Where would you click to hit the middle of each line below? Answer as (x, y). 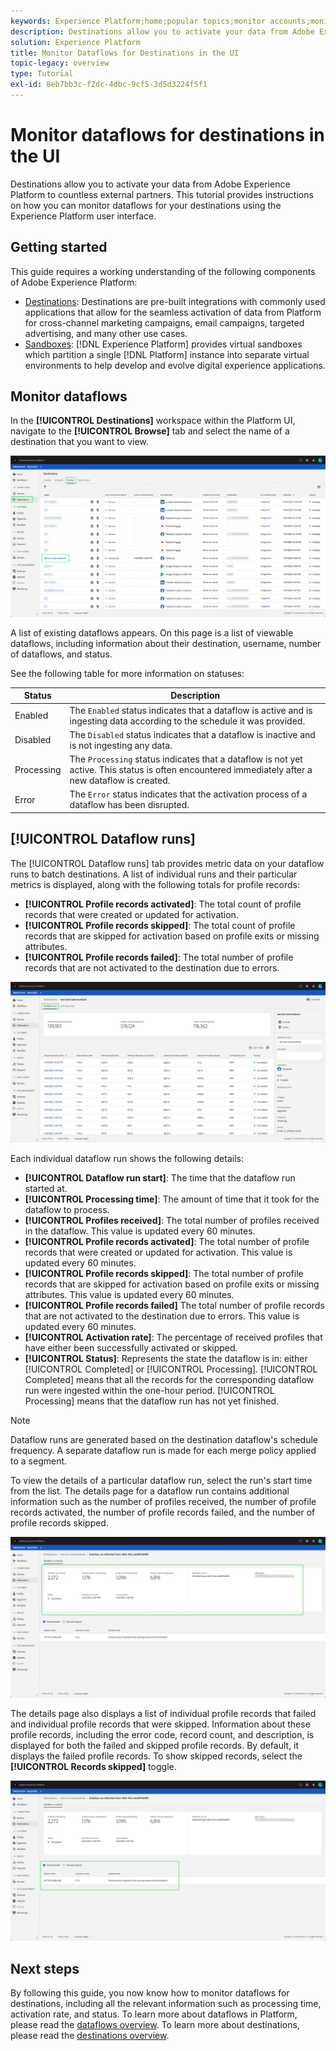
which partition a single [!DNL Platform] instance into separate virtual (167, 354)
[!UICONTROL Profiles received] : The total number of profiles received (172, 1220)
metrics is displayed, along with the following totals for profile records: (155, 884)
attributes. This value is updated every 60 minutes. (129, 1294)
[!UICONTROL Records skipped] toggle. (93, 1766)
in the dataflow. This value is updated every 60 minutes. (140, 1231)
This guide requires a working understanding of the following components (163, 271)
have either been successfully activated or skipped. (131, 1347)
